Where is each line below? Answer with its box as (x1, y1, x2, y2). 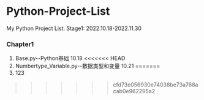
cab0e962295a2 (113, 88, 155, 95)
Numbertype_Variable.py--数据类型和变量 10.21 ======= (15, 63, 161, 70)
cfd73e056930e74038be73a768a (113, 81, 198, 88)
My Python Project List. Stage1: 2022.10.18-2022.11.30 (6, 25, 142, 32)
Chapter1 (6, 40, 34, 48)
